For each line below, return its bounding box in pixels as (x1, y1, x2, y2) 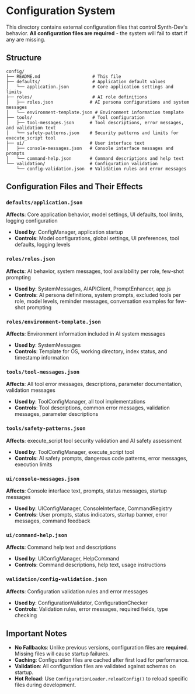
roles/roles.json (6, 256, 55, 262)
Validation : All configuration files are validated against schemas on (14, 663, 176, 670)
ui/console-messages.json (6, 476, 80, 482)
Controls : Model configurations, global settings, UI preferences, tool (14, 235, 179, 242)
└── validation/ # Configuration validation (6, 160, 158, 166)
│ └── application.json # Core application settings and (6, 84, 174, 90)
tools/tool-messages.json (6, 368, 80, 375)
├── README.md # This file (6, 73, 121, 80)
